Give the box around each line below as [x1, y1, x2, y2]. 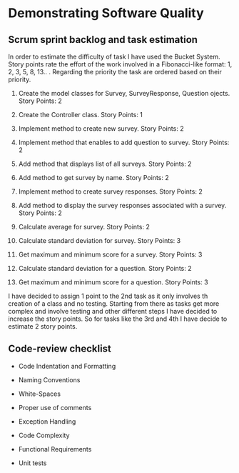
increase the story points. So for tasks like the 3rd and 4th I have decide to [8, 314, 228, 323]
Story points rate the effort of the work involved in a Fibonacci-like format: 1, [8, 60, 233, 69]
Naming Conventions [18, 375, 81, 384]
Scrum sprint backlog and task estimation [8, 34, 198, 46]
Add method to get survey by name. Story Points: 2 [18, 174, 170, 181]
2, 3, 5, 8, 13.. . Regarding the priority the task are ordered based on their [8, 68, 222, 76]
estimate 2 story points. [8, 322, 78, 330]
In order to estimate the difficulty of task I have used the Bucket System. [8, 52, 220, 61]
